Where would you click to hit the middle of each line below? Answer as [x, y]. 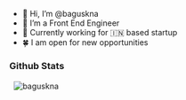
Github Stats [37, 65]
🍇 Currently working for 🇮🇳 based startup [100, 32]
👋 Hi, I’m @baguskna [61, 14]
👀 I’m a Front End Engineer [71, 23]
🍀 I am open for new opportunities [85, 42]
